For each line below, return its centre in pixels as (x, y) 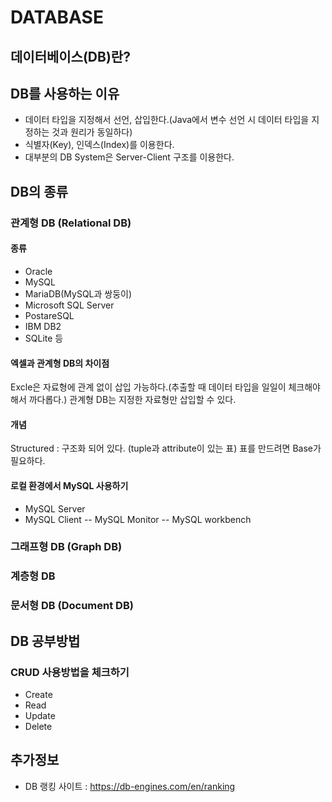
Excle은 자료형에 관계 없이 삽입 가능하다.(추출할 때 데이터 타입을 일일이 (148, 387)
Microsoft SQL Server (69, 305)
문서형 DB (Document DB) (72, 606)
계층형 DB (33, 576)
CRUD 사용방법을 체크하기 (70, 672)
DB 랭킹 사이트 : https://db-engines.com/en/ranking (130, 786)
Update (40, 715)
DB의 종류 (39, 191)
